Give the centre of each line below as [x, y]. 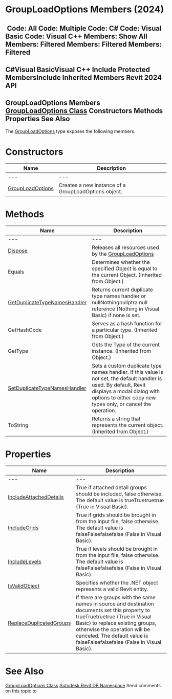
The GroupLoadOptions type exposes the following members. [70, 131]
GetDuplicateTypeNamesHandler [47, 302]
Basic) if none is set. [116, 315]
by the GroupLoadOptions [123, 254]
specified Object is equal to [125, 268]
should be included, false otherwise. [119, 493]
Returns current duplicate [123, 289]
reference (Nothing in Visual [126, 309]
